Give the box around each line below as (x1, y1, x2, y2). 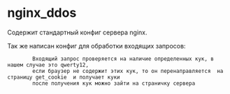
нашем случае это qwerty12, (7, 61, 89, 68)
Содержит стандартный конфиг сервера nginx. (7, 28, 148, 36)
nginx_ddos (7, 5, 77, 21)
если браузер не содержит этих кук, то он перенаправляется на (32, 67, 224, 74)
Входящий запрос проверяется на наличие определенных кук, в (32, 55, 215, 62)
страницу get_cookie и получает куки (7, 74, 120, 81)
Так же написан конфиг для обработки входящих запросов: (7, 41, 186, 50)
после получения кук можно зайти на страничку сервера (32, 79, 196, 87)
